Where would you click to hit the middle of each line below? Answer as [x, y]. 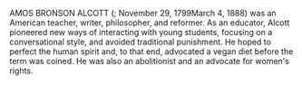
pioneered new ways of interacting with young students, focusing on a [141, 32]
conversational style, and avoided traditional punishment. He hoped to [141, 42]
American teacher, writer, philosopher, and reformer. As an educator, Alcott [150, 23]
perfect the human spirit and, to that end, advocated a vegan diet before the [151, 52]
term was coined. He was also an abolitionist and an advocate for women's [150, 61]
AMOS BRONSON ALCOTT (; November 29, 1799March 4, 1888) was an [143, 13]
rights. [21, 71]
